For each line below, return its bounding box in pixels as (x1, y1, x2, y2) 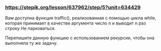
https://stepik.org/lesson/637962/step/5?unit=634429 (5, 4, 141, 11)
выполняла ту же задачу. (5, 40, 58, 46)
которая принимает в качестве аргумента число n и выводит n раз (5, 20, 146, 26)
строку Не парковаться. (5, 25, 56, 31)
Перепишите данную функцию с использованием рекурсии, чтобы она (5, 35, 155, 41)
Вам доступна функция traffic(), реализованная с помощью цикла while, (5, 15, 156, 21)
